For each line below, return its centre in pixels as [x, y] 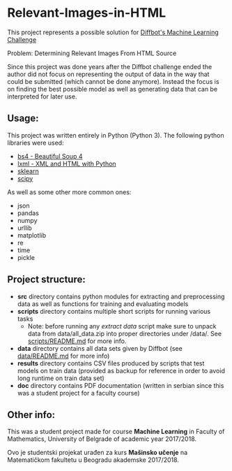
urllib [25, 228]
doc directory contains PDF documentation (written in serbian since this [121, 385]
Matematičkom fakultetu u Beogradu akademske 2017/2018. [93, 460]
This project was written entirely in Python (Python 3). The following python [116, 135]
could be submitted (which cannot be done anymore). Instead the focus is [113, 81]
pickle [26, 257]
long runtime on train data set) [61, 378]
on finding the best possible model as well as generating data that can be [113, 89]
